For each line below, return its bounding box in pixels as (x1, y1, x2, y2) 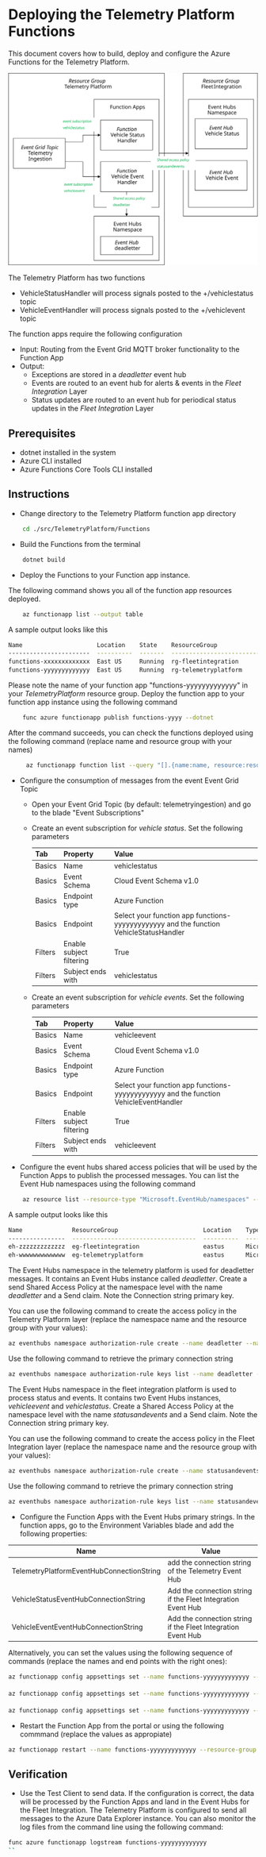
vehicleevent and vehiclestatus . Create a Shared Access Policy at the (8, 1401, 234, 1411)
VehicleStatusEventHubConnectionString (11, 1594, 146, 1604)
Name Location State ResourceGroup (8, 641, 218, 649)
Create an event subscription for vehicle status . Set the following (31, 823, 243, 833)
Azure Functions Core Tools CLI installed (19, 464, 153, 474)
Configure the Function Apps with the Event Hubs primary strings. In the (19, 1512, 256, 1521)
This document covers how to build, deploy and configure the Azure (8, 48, 231, 58)
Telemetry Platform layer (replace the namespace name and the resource (8, 1315, 247, 1324)
